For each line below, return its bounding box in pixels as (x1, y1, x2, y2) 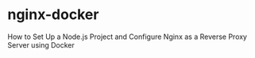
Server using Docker (7, 40, 75, 49)
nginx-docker (7, 6, 99, 24)
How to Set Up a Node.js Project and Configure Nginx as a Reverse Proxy (7, 32, 248, 41)
